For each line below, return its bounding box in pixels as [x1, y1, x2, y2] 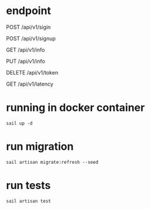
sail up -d [6, 120, 33, 126]
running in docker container [6, 101, 145, 114]
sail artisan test [6, 198, 51, 204]
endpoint [6, 4, 51, 18]
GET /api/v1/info [6, 46, 45, 53]
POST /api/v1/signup [6, 35, 56, 42]
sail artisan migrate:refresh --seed [6, 159, 99, 165]
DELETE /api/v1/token [6, 69, 59, 76]
